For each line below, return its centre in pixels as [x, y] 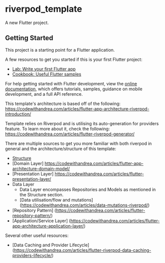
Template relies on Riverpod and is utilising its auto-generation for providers [82, 123]
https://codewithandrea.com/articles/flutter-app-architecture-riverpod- [77, 108]
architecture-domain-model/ [41, 168]
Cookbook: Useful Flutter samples [47, 74]
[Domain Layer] [28, 163]
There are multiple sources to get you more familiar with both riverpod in [79, 143]
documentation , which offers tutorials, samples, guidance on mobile [74, 89]
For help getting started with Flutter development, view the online [71, 83]
